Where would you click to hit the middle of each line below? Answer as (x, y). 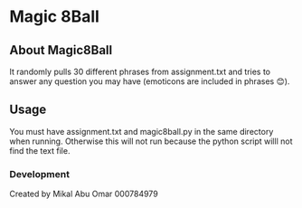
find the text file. (40, 150)
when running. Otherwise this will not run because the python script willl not (151, 141)
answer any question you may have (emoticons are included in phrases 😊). (150, 81)
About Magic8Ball (61, 50)
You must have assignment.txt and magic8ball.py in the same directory (142, 131)
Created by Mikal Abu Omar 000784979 (84, 194)
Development (40, 174)
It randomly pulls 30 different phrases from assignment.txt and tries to (140, 71)
